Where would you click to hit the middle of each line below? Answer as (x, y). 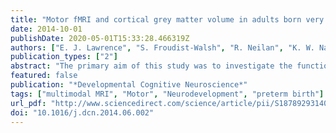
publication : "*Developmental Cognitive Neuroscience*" (129, 85)
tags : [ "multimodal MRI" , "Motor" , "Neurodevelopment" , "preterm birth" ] (167, 94)
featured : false (44, 76)
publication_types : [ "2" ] (64, 57)
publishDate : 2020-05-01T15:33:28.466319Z (100, 38)
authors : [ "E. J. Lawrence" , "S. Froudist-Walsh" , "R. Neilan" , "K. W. (162, 47)
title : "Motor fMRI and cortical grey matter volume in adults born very (167, 19)
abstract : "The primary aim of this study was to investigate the (151, 66)
